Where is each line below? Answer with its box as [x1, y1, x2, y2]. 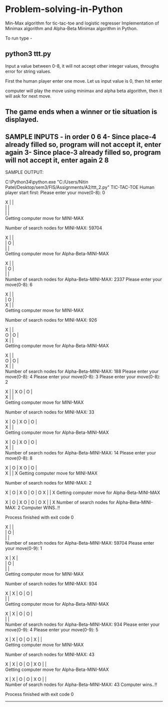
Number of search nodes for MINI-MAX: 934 [5, 580, 97, 587]
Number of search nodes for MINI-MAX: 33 [5, 409, 94, 415]
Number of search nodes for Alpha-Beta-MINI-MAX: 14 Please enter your [5, 449, 156, 455]
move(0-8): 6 [5, 282, 32, 288]
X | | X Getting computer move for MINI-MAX [5, 470, 97, 476]
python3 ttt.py [5, 50, 51, 58]
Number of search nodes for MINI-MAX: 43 [5, 651, 95, 657]
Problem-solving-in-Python [5, 4, 123, 15]
